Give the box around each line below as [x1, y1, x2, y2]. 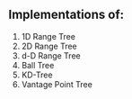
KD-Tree [21, 69, 53, 80]
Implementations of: [8, 7, 125, 22]
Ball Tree [21, 59, 55, 70]
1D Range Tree [21, 31, 75, 41]
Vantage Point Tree [21, 78, 93, 89]
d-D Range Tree [21, 49, 82, 61]
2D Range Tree [21, 40, 77, 51]
